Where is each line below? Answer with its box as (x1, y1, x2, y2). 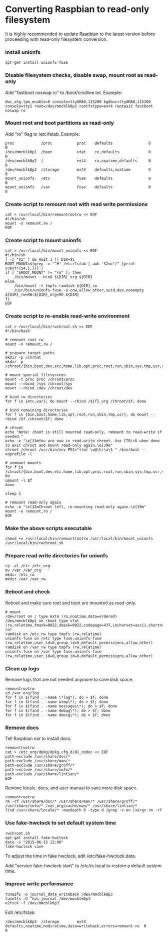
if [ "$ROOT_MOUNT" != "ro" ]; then (5, 270, 81, 275)
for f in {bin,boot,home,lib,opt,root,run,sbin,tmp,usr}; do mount (5, 412, 149, 417)
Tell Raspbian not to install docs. (5, 736, 72, 742)
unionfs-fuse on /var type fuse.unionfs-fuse (5, 649, 101, 654)
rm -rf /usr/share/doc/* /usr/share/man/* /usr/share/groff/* (5, 799, 137, 804)
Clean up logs (5, 665, 39, 672)
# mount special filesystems (5, 372, 66, 377)
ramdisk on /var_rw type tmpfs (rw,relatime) (5, 645, 101, 650)
